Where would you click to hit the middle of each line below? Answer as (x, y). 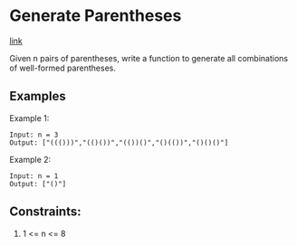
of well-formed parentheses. (62, 68)
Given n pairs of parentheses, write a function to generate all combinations (148, 58)
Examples (38, 96)
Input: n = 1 (34, 176)
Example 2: (30, 159)
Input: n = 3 (34, 135)
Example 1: (29, 118)
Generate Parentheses (96, 16)
